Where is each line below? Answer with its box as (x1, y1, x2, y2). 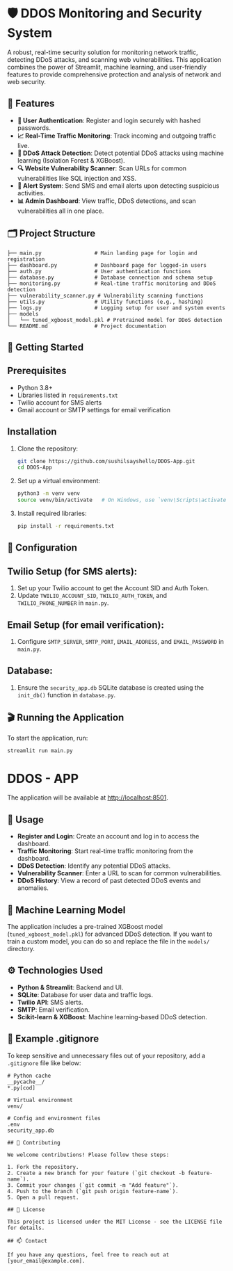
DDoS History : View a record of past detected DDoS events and (17, 877, 201, 885)
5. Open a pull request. (7, 1194, 79, 1201)
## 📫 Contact (7, 1237, 47, 1245)
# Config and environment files (7, 1115, 101, 1122)
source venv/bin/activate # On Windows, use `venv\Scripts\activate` (17, 496, 230, 504)
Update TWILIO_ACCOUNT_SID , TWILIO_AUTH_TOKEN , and (17, 592, 167, 600)
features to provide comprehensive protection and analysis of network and (7, 70, 221, 79)
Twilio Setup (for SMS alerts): (7, 565, 138, 577)
